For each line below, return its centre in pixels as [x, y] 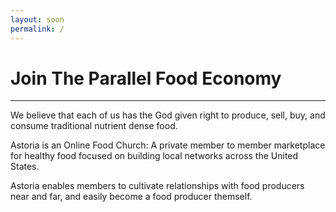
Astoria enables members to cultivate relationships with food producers [157, 186]
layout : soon [37, 19]
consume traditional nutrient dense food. [94, 126]
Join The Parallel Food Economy [146, 78]
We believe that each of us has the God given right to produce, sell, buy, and [168, 115]
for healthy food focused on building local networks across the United [154, 156]
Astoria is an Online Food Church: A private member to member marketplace [168, 145]
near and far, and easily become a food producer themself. [131, 197]
